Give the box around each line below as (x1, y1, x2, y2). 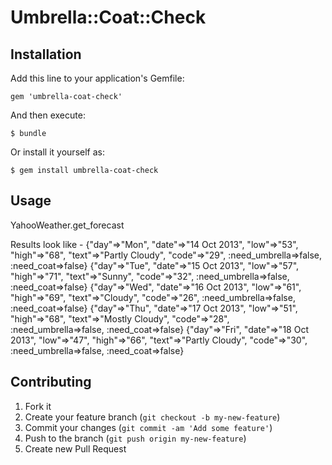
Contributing (10, 374, 92, 391)
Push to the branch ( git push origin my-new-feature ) (24, 432, 247, 444)
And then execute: (10, 109, 86, 121)
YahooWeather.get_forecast (10, 219, 125, 231)
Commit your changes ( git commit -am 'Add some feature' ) (24, 421, 273, 433)
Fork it (24, 400, 52, 412)
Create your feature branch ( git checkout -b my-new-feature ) (24, 411, 281, 423)
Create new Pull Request (24, 442, 127, 455)
